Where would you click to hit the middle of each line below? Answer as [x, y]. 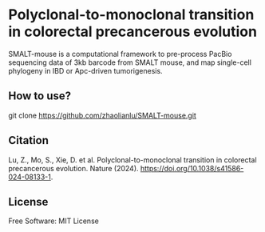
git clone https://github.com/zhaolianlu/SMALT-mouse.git [103, 115]
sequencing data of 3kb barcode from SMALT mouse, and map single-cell [130, 62]
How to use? [40, 96]
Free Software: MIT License [54, 221]
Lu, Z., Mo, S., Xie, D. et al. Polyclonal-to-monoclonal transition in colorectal [132, 160]
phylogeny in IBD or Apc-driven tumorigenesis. [85, 70]
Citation [29, 140]
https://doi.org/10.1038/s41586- [192, 168]
